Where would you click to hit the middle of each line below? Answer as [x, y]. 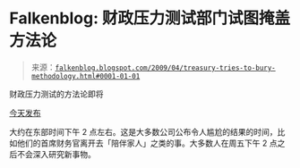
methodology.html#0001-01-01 [86, 76]
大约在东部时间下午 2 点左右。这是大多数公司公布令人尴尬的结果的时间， [143, 131]
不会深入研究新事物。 [56, 154]
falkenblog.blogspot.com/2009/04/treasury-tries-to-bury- [165, 68]
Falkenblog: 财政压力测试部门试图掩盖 [150, 18]
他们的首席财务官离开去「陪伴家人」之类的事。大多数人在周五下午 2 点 [147, 143]
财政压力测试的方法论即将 [56, 94]
